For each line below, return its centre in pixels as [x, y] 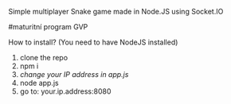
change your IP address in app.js [74, 74]
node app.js [39, 83]
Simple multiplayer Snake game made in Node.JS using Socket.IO [116, 12]
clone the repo [44, 58]
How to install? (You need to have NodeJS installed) [93, 42]
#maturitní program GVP [48, 27]
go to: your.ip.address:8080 [65, 91]
